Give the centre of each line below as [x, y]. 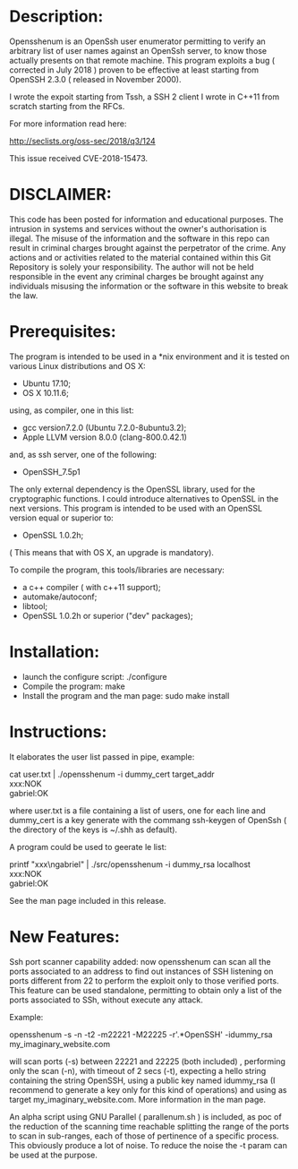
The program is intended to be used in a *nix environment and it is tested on [149, 357]
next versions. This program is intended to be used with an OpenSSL [136, 508]
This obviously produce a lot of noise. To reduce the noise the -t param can [149, 1145]
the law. [24, 295]
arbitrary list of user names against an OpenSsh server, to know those [138, 50]
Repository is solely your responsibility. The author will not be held [132, 267]
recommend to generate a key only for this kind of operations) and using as [148, 1089]
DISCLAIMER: [60, 195]
